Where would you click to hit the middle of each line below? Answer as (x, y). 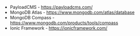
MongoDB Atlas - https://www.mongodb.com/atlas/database (72, 12)
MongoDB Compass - (32, 18)
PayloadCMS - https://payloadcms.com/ (51, 7)
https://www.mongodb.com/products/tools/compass (64, 23)
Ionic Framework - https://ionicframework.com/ (59, 28)
